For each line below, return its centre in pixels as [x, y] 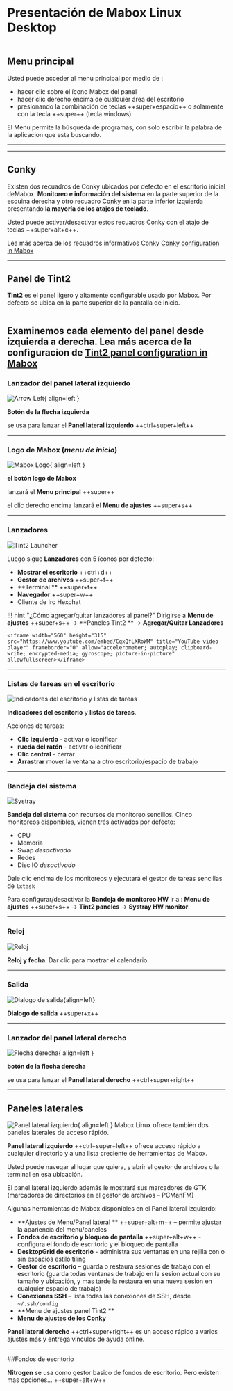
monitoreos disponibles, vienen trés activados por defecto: [91, 822]
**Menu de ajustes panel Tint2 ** [66, 1310]
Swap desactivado [44, 850]
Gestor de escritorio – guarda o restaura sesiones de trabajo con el [114, 1266]
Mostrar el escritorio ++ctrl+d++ [65, 572]
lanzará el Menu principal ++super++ [61, 492]
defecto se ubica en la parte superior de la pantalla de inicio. [94, 303]
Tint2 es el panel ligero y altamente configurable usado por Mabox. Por [109, 295]
